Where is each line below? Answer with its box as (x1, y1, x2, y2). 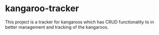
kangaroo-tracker (5, 3, 79, 14)
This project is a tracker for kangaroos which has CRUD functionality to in (5, 19, 154, 25)
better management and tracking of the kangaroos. (5, 24, 109, 30)
